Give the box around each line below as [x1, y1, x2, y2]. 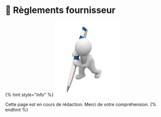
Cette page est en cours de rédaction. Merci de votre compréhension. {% [5, 101, 156, 107]
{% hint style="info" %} [5, 91, 54, 97]
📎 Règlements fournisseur [5, 4, 116, 16]
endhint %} [5, 106, 28, 112]
